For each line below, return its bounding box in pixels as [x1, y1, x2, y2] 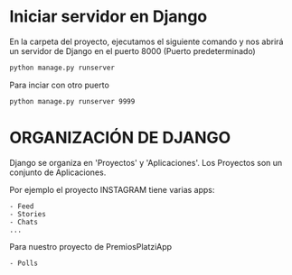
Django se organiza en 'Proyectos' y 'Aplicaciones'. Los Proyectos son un [9, 157, 283, 168]
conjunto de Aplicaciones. [9, 167, 107, 178]
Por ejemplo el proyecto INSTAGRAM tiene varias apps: [9, 184, 215, 195]
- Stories [9, 209, 47, 218]
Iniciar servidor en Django [9, 6, 208, 27]
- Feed [9, 201, 34, 211]
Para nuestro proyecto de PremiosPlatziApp [9, 241, 173, 252]
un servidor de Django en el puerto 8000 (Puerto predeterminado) [9, 45, 256, 56]
